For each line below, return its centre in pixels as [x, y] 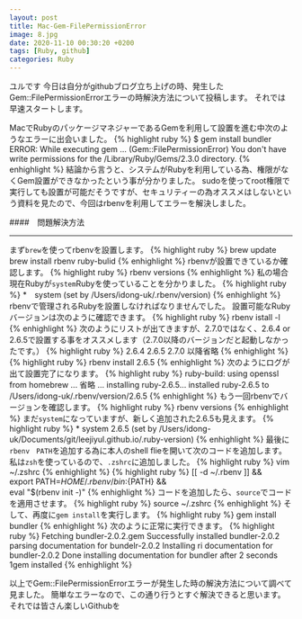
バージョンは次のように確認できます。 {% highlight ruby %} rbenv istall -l [145, 317]
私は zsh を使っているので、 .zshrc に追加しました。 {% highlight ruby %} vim [150, 462]
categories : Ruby [42, 59]
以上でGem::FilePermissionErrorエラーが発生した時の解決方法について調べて [151, 583]
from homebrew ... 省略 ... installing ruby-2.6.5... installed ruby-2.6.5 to [139, 385]
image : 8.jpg [34, 34]
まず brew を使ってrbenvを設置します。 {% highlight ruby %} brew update [143, 250]
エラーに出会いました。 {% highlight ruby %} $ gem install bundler [148, 139]
